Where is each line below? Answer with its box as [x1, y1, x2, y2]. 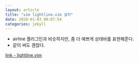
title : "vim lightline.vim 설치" [5, 12, 74, 17]
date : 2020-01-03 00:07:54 [5, 17, 62, 22]
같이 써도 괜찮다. [12, 42, 45, 48]
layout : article [5, 7, 39, 13]
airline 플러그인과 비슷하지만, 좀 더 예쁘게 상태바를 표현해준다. [12, 36, 134, 42]
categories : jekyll [5, 21, 46, 27]
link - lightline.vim [5, 52, 42, 58]
